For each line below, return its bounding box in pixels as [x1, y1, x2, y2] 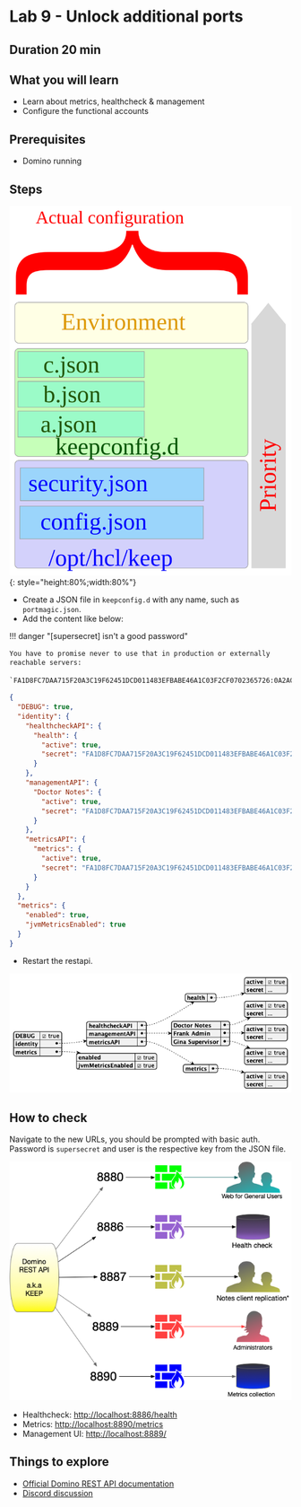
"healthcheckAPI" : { [25, 721, 102, 731]
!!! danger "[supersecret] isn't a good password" [9, 631, 188, 642]
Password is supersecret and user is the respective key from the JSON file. [9, 1143, 287, 1154]
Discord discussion [21, 1487, 94, 1498]
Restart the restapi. [21, 955, 93, 966]
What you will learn [9, 72, 119, 87]
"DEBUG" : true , [17, 703, 74, 712]
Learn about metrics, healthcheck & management [21, 96, 205, 107]
